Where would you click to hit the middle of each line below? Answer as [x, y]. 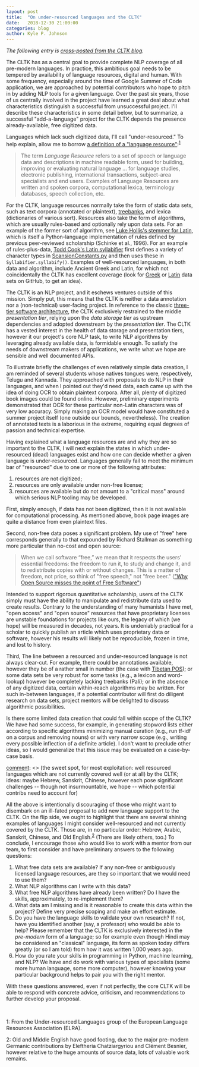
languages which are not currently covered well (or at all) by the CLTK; [92, 774]
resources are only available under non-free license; [79, 484]
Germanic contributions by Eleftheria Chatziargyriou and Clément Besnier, [97, 1046]
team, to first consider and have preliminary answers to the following [90, 849]
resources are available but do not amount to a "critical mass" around [100, 491]
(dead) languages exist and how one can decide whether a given [112, 454]
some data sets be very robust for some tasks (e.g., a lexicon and [86, 675]
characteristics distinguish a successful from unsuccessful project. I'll [91, 106]
